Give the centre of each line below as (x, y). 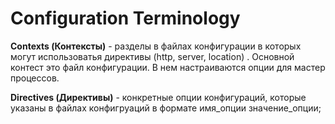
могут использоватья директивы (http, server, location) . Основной (152, 56)
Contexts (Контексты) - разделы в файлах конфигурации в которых (156, 46)
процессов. (35, 78)
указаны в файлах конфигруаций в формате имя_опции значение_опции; (166, 108)
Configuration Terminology (125, 18)
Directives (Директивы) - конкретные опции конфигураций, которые (158, 97)
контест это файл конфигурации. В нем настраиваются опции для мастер (168, 67)
